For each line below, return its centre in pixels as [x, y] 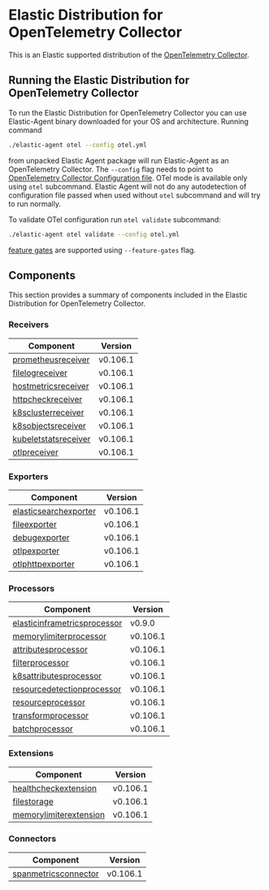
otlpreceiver [35, 452]
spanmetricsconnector [56, 874]
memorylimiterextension [59, 814]
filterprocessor [41, 663]
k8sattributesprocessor [57, 676]
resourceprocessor [49, 703]
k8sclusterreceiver [48, 412]
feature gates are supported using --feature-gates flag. [102, 250]
